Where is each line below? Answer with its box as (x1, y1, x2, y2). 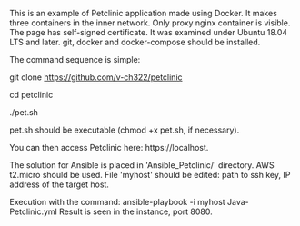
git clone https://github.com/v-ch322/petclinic (9, 72, 184, 83)
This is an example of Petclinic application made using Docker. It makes (9, 8, 277, 18)
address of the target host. (9, 179, 109, 190)
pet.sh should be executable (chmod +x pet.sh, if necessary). (9, 124, 240, 135)
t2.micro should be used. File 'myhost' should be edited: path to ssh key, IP (9, 170, 291, 180)
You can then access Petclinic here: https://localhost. (9, 142, 209, 152)
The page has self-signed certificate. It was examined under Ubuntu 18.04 (9, 27, 288, 37)
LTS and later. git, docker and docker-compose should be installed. (9, 36, 261, 47)
